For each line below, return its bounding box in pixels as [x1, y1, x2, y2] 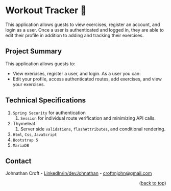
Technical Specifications [5, 96, 86, 105]
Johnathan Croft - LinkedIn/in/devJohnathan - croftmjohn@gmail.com [5, 170, 152, 176]
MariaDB [12, 143, 29, 148]
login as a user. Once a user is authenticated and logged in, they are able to [5, 26, 164, 33]
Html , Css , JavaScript [12, 131, 57, 137]
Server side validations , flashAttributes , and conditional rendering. [20, 126, 166, 132]
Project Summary [5, 47, 62, 56]
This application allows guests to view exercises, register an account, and [5, 21, 160, 28]
